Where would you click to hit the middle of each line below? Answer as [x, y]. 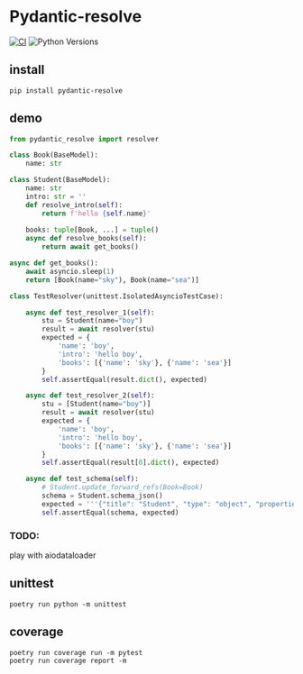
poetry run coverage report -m [68, 660]
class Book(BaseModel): [54, 155]
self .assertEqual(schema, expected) [110, 512]
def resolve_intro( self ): [74, 205]
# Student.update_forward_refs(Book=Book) [123, 487]
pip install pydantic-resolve [66, 91]
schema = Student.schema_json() [103, 496]
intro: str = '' [56, 196]
